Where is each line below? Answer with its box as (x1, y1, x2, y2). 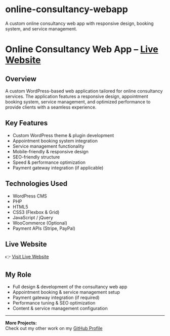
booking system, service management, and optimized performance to (5, 98, 151, 105)
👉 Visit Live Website (5, 254, 49, 260)
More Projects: (5, 320, 37, 326)
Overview (5, 75, 37, 83)
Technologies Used (5, 179, 67, 188)
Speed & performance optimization (12, 159, 86, 165)
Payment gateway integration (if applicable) (12, 164, 104, 171)
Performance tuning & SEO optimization (12, 300, 96, 306)
